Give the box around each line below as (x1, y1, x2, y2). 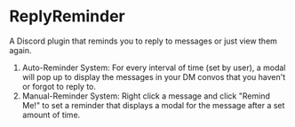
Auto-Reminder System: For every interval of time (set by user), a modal (21, 62, 286, 73)
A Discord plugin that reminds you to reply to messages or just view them (9, 36, 278, 46)
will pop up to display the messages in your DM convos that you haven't (21, 71, 286, 82)
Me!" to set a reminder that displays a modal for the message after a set (21, 99, 285, 110)
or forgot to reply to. (21, 81, 96, 91)
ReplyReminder (9, 6, 126, 27)
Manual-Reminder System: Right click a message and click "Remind (21, 91, 271, 101)
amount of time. (21, 109, 81, 120)
